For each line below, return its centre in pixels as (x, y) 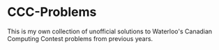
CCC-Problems (52, 12)
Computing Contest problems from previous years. (80, 38)
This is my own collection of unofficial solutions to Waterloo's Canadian (110, 31)
